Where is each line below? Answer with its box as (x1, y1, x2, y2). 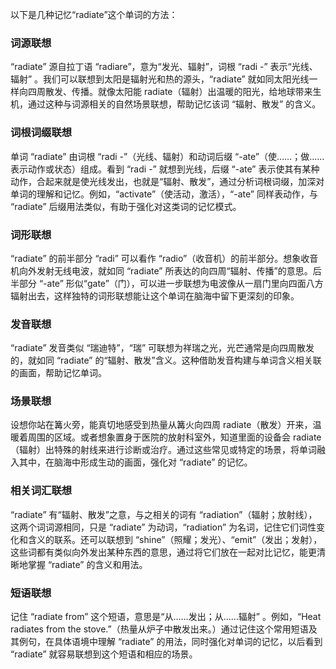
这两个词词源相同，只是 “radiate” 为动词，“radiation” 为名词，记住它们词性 (10, 521, 317, 533)
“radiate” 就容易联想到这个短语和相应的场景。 (10, 648, 198, 660)
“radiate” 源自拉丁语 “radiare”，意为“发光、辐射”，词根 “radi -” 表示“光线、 (10, 61, 318, 73)
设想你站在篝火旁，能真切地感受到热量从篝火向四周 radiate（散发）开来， (10, 419, 313, 431)
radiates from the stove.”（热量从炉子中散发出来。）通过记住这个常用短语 (10, 623, 309, 635)
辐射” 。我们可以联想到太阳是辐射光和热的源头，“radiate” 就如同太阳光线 (10, 73, 310, 85)
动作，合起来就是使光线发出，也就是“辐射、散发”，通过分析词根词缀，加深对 (10, 175, 325, 187)
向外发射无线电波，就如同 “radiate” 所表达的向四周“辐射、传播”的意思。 (18, 264, 313, 277)
